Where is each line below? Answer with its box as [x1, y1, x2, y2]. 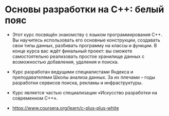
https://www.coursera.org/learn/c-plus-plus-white [12, 105, 119, 111]
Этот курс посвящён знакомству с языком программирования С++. [12, 31, 163, 37]
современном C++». [12, 95, 58, 101]
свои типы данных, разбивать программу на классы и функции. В [12, 42, 157, 48]
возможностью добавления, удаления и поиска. [12, 59, 119, 65]
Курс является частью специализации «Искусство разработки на [12, 89, 158, 95]
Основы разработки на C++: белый [5, 4, 164, 15]
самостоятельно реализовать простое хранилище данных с [12, 53, 145, 60]
